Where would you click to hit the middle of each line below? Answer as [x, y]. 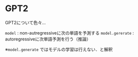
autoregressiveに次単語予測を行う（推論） [48, 39]
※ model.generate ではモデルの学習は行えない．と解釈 [59, 49]
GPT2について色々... [25, 22]
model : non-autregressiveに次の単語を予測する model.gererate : [69, 33]
